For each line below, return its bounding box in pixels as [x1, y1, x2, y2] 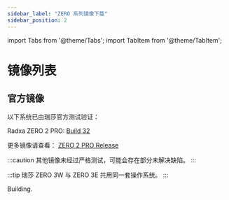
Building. [7, 185, 33, 193]
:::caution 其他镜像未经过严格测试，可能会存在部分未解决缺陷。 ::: [7, 155, 196, 164]
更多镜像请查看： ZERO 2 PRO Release [7, 141, 119, 149]
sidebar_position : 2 [7, 17, 68, 24]
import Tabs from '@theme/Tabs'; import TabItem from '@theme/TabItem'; [7, 36, 223, 44]
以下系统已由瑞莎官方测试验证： [7, 113, 99, 121]
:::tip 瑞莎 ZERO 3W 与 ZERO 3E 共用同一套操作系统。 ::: [7, 171, 169, 179]
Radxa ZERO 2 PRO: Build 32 [7, 127, 90, 135]
